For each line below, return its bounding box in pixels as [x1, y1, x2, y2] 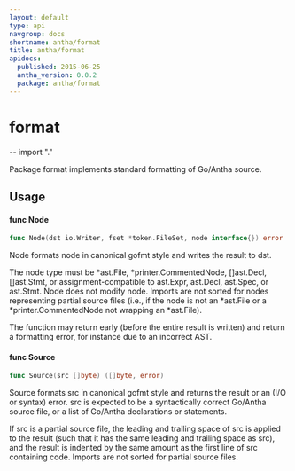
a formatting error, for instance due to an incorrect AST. [9, 332, 213, 342]
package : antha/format [17, 79, 101, 88]
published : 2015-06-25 [17, 63, 101, 72]
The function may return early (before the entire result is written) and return [9, 322, 285, 333]
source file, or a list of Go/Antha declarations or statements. [9, 406, 228, 417]
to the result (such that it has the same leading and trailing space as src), [9, 433, 276, 444]
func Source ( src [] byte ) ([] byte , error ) [9, 372, 165, 381]
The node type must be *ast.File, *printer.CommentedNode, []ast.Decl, [9, 267, 268, 278]
